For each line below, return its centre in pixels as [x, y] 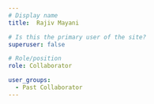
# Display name [33, 15]
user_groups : [30, 80]
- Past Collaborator [49, 87]
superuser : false [37, 44]
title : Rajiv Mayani [44, 23]
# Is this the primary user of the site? [77, 37]
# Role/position [35, 59]
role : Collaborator [40, 66]
